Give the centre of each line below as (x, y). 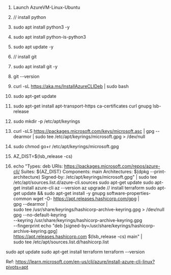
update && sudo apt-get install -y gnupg (64, 193)
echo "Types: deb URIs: (38, 166)
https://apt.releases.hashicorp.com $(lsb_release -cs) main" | (78, 237)
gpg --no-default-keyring (40, 215)
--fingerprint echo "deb (38, 226)
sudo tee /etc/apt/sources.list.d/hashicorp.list (61, 242)
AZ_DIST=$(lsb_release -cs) (43, 156)
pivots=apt (17, 267)
